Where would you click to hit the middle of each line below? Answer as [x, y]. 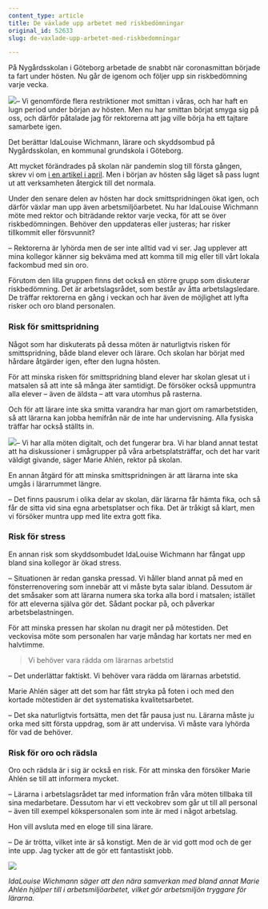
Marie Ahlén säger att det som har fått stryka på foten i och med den [121, 691]
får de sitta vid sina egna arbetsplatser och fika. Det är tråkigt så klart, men [132, 508]
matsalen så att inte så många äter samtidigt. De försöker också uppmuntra [132, 385]
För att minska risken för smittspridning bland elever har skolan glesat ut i [129, 377]
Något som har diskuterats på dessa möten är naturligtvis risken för [120, 344]
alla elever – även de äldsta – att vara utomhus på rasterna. [105, 393]
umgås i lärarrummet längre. [55, 484]
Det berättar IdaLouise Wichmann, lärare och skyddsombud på [112, 142]
